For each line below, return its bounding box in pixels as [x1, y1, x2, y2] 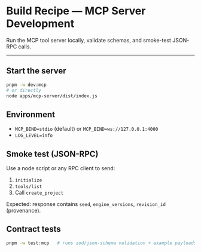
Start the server [6, 66, 67, 76]
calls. [18, 43, 32, 50]
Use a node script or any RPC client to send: [6, 165, 115, 171]
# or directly [6, 87, 42, 93]
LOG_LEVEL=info [14, 133, 53, 139]
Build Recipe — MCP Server [6, 4, 146, 18]
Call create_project [14, 189, 64, 196]
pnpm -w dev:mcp [6, 82, 47, 88]
